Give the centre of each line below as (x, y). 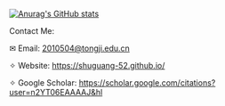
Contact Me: (32, 31)
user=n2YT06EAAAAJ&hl (56, 92)
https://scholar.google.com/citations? (147, 83)
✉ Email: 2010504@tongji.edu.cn (70, 48)
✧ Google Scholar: (43, 83)
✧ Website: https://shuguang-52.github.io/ (87, 65)
